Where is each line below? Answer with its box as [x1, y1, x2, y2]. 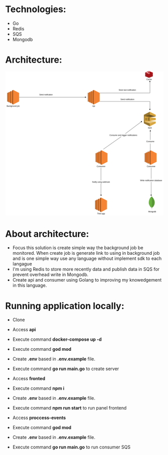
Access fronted [12, 376, 45, 382]
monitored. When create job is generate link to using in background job [12, 250, 160, 256]
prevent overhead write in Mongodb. [12, 271, 89, 278]
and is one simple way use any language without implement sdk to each [12, 255, 162, 261]
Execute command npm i [12, 385, 64, 391]
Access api [12, 327, 36, 333]
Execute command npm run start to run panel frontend [12, 405, 127, 411]
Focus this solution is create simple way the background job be [12, 245, 143, 251]
